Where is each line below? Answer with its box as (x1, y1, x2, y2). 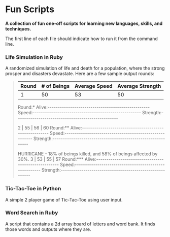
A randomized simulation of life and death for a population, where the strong (5, 65, 165, 72)
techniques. (5, 25, 31, 31)
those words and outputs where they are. (5, 226, 91, 232)
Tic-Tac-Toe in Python (5, 185, 61, 192)
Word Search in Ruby (5, 209, 58, 216)
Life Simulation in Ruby (5, 53, 63, 60)
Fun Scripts (5, 4, 55, 15)
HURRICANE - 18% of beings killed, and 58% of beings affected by (17, 151, 158, 157)
